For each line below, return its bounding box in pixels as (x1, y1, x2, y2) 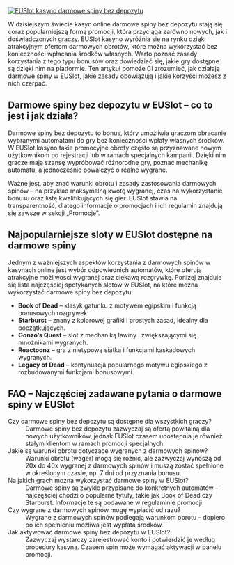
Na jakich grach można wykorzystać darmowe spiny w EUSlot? (8, 477, 189, 485)
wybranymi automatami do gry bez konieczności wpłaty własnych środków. (8, 136, 225, 144)
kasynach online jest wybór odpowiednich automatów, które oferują (8, 265, 203, 274)
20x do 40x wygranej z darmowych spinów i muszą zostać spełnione (25, 461, 224, 470)
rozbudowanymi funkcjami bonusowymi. (17, 367, 134, 376)
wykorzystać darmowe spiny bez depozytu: (8, 287, 134, 296)
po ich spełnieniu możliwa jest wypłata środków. (25, 520, 164, 529)
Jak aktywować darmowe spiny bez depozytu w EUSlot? (8, 528, 171, 536)
